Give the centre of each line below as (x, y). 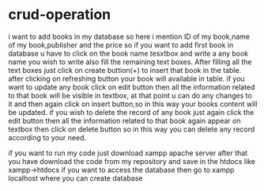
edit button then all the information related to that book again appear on (124, 120)
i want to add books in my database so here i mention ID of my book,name (129, 36)
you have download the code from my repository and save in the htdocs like (132, 161)
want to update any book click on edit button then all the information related (132, 87)
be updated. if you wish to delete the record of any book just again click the (131, 112)
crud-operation (60, 15)
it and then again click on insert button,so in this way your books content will (133, 104)
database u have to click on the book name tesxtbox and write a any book (128, 53)
